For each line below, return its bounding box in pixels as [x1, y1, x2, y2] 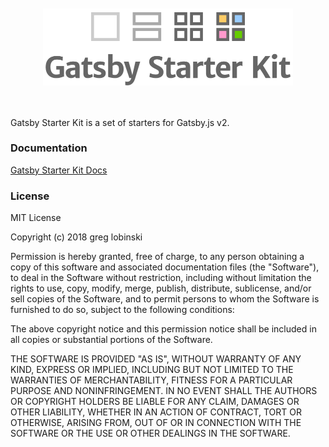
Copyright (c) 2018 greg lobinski [10, 231, 143, 243]
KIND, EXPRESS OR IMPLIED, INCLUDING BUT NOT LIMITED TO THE [10, 364, 294, 376]
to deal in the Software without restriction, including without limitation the [10, 272, 312, 284]
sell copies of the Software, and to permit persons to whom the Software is [10, 293, 320, 305]
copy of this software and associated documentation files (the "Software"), [10, 261, 320, 273]
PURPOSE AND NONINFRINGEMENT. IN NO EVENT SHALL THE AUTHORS [10, 385, 318, 397]
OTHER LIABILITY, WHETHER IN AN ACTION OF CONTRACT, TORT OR [10, 406, 302, 418]
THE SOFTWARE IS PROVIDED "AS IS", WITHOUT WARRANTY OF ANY [10, 353, 302, 365]
